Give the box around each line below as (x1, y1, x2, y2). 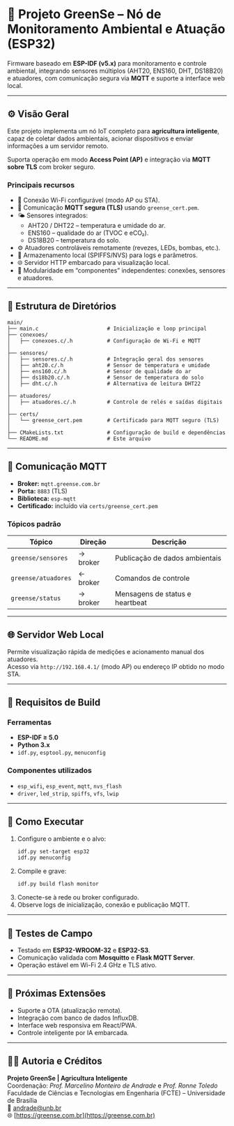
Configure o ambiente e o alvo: (17, 835, 107, 843)
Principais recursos (7, 180, 75, 189)
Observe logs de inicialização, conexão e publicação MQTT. (17, 901, 190, 909)
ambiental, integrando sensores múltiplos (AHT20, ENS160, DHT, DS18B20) (7, 66, 224, 75)
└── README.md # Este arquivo (7, 435, 151, 442)
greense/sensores (10, 554, 68, 562)
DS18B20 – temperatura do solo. (27, 236, 120, 245)
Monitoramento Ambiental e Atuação (7, 21, 226, 37)
